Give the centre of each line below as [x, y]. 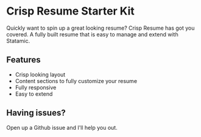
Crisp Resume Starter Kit [71, 11]
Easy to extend [34, 94]
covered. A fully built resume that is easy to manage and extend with [92, 34]
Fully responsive [36, 87]
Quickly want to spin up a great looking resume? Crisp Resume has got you [100, 28]
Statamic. [18, 41]
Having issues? [36, 113]
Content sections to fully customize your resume [76, 81]
